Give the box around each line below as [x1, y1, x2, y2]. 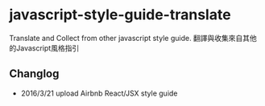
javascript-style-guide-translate [9, 6, 232, 24]
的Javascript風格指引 [9, 43, 80, 53]
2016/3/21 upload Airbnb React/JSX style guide [20, 88, 178, 98]
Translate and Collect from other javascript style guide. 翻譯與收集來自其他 [9, 33, 257, 43]
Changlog [9, 67, 60, 81]
